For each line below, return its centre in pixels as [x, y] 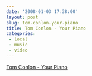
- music [18, 45]
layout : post [22, 17]
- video [18, 50]
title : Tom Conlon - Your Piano [46, 28]
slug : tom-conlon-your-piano [42, 23]
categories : [21, 34]
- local [18, 39]
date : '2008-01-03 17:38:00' [42, 12]
